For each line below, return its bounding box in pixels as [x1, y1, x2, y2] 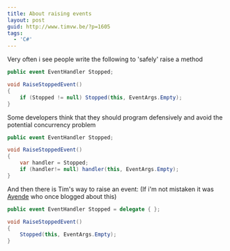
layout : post [7, 17, 45, 24]
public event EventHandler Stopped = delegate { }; [7, 206, 160, 213]
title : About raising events [7, 10, 92, 17]
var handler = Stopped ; [20, 159, 89, 167]
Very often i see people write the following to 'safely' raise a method [7, 55, 204, 63]
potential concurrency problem [7, 120, 96, 129]
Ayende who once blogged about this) [7, 192, 117, 200]
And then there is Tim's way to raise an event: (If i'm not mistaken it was [7, 185, 214, 193]
